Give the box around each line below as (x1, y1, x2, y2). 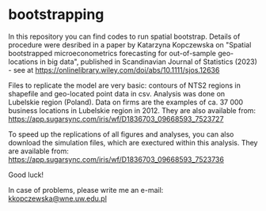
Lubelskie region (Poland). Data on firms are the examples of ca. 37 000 (8, 97, 244, 107)
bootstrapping (8, 6, 104, 24)
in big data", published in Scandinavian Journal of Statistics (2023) (39, 57, 257, 66)
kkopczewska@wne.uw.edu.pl (8, 194, 107, 203)
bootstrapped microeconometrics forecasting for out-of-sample (8, 48, 216, 58)
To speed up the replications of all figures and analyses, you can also (8, 129, 234, 139)
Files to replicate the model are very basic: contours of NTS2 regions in (8, 81, 241, 90)
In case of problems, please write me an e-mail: (8, 185, 164, 194)
